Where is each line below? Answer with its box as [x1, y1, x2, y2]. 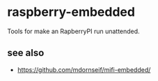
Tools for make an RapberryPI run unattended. [7, 27, 141, 35]
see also [7, 47, 45, 59]
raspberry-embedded [7, 4, 136, 20]
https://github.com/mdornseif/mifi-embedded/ [17, 65, 151, 73]
